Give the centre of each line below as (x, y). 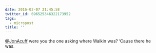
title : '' (15, 27)
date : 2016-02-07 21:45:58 (32, 9)
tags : (10, 18)
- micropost (22, 23)
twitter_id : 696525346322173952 (38, 14)
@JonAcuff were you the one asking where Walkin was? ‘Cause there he (78, 41)
